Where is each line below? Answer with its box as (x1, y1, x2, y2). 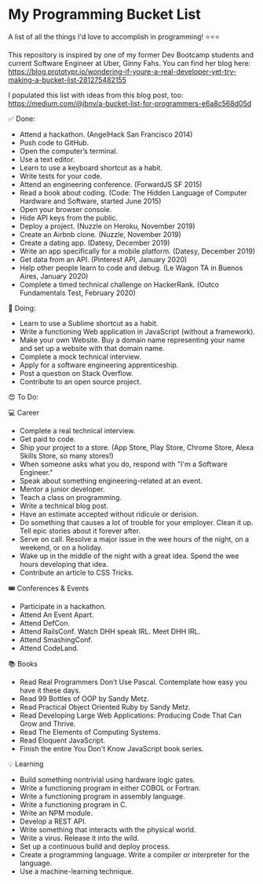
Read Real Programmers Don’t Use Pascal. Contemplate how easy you (19, 677, 247, 686)
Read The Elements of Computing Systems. (19, 727, 161, 736)
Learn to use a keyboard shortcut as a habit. (19, 163, 163, 172)
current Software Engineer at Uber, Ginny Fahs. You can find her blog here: (8, 58, 251, 68)
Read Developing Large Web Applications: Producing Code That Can (19, 710, 242, 720)
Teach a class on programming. (19, 492, 122, 502)
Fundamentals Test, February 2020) (19, 288, 136, 298)
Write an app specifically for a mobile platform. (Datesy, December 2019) (19, 246, 256, 256)
